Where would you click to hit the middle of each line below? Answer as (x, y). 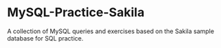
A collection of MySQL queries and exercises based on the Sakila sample (111, 31)
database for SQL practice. (45, 38)
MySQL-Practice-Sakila (76, 13)
